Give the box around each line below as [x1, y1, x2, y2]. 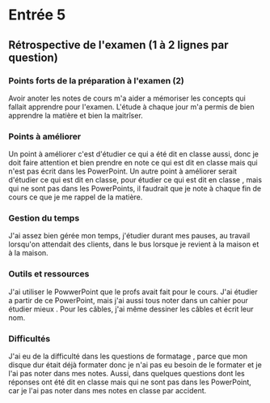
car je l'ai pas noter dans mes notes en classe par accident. [8, 386, 207, 396]
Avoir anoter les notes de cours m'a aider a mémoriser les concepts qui [8, 93, 247, 103]
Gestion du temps [8, 212, 80, 224]
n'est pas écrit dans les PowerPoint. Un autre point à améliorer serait [8, 166, 237, 176]
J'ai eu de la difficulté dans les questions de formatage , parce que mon [8, 351, 248, 362]
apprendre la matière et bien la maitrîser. [8, 110, 143, 120]
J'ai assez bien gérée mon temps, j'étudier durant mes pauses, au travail [8, 231, 251, 241]
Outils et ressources [8, 268, 90, 280]
